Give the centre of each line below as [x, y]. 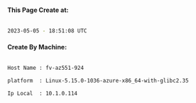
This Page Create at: [38, 10]
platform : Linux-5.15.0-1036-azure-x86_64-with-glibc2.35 [98, 81]
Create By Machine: [37, 47]
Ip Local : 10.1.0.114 [43, 94]
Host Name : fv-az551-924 [45, 68]
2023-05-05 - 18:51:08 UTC [47, 31]
